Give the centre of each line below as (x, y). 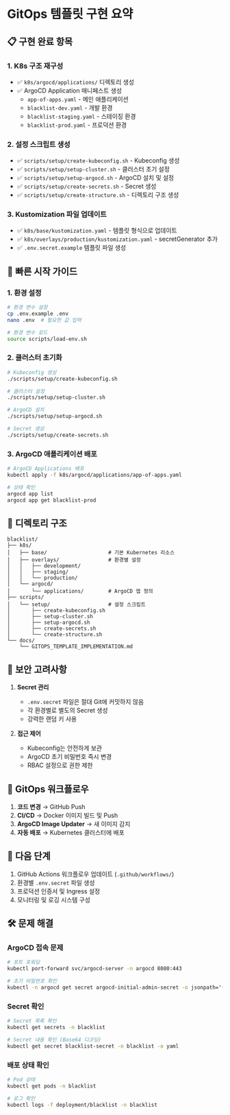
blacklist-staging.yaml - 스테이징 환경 (81, 116)
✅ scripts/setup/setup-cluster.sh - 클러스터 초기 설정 (93, 169)
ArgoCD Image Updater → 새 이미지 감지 (74, 823)
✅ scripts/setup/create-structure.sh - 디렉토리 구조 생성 (98, 195)
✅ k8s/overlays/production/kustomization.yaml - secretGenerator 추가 (117, 239)
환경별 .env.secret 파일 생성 (56, 882)
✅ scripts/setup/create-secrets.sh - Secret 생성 (87, 187)
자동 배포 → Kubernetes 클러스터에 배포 (71, 832)
